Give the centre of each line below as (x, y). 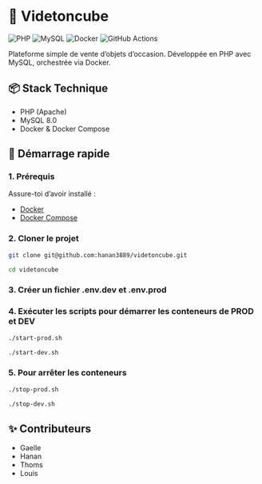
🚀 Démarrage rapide (59, 154)
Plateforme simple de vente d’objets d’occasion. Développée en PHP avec (130, 54)
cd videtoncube (34, 270)
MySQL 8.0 (38, 120)
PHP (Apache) (43, 112)
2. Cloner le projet (44, 239)
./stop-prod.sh (34, 389)
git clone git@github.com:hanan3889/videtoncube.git (98, 255)
